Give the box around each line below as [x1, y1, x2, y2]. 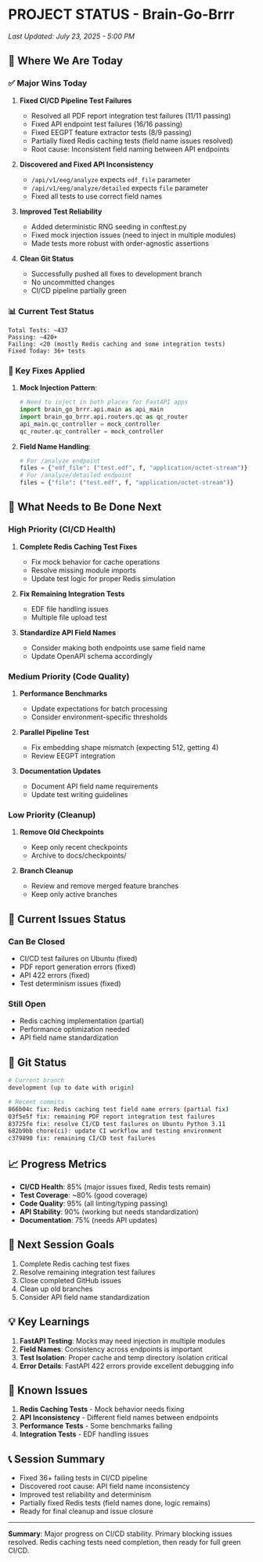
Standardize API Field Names [19, 627, 117, 637]
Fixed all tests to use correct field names [31, 191, 163, 201]
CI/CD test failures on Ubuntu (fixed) [19, 954, 138, 964]
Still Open [8, 998, 46, 1009]
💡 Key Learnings [8, 1315, 90, 1329]
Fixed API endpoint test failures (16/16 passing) [31, 119, 183, 129]
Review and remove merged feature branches [31, 881, 179, 891]
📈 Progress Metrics [8, 1157, 107, 1171]
